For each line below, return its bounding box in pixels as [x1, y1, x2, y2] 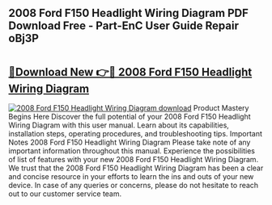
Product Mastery [193, 103, 249, 112]
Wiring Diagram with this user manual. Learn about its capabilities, [8, 120, 229, 130]
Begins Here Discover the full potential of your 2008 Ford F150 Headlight [8, 112, 251, 121]
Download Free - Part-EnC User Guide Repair [8, 19, 239, 33]
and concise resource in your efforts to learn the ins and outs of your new [8, 172, 254, 181]
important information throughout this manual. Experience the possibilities [8, 146, 256, 156]
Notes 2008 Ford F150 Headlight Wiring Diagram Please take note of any [8, 137, 251, 147]
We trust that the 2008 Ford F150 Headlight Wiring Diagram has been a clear [8, 163, 264, 173]
